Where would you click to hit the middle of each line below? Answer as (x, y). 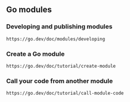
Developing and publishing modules (59, 27)
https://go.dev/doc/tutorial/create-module (61, 66)
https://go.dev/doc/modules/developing (56, 39)
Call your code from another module (60, 81)
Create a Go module (35, 54)
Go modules (29, 10)
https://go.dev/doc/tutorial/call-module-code (65, 93)
